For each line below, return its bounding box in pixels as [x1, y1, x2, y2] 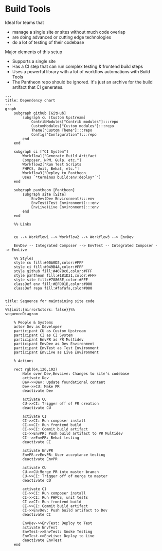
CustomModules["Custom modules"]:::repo [31, 123, 114, 128]
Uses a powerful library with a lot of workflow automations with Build [12, 68, 150, 74]
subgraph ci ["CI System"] [14, 149, 69, 154]
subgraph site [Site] [22, 192, 67, 197]
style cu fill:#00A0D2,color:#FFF [14, 260, 84, 265]
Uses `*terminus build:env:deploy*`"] [22, 175, 101, 180]
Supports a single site [12, 58, 56, 64]
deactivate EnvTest [22, 538, 62, 543]
